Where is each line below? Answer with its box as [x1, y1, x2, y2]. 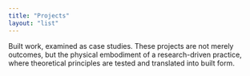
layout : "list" [8, 19, 59, 27]
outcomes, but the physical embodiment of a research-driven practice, [8, 50, 242, 59]
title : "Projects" [8, 11, 70, 20]
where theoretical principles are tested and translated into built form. [8, 58, 235, 68]
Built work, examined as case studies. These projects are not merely [8, 41, 234, 50]
